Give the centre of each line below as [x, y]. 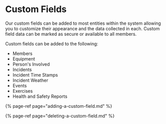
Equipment [24, 58]
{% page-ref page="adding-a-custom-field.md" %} [59, 106]
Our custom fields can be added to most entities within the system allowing [83, 23]
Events [20, 85]
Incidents [22, 70]
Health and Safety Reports [40, 96]
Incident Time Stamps [35, 75]
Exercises [23, 91]
